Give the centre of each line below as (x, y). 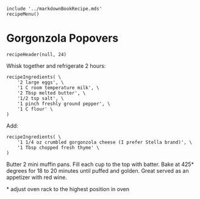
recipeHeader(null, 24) (37, 54)
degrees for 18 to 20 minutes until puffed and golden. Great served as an (98, 170)
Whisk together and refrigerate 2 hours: (56, 66)
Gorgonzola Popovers (62, 38)
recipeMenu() (23, 14)
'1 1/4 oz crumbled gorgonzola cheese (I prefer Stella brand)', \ (105, 142)
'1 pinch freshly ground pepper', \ (64, 104)
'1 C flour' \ (35, 109)
